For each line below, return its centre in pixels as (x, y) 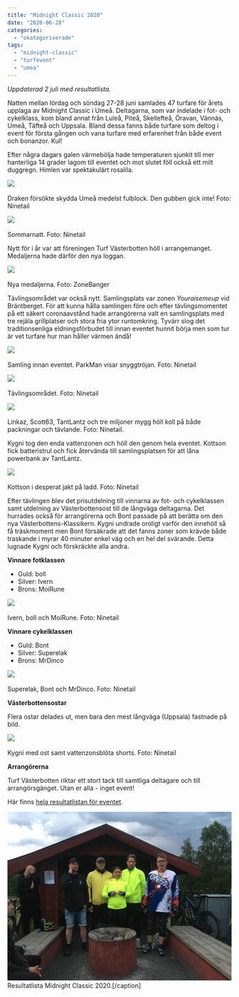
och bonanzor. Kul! (35, 141)
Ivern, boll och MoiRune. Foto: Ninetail (63, 617)
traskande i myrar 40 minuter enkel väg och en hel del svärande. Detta (111, 538)
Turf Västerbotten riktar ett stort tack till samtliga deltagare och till (104, 780)
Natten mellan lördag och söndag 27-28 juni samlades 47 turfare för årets (115, 103)
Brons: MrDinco (41, 660)
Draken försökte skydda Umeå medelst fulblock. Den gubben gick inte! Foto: (119, 198)
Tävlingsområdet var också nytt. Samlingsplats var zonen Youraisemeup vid (118, 298)
